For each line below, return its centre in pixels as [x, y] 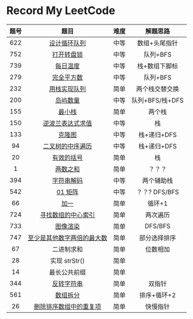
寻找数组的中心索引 [68, 215]
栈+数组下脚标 [158, 66]
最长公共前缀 [68, 272]
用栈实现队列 [68, 89]
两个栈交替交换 [158, 89]
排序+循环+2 [158, 295]
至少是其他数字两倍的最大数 [68, 238]
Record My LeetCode [61, 11]
